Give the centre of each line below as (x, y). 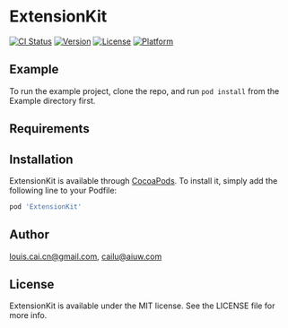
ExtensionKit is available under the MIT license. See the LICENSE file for (142, 306)
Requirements (49, 129)
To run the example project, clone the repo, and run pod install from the (144, 91)
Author (29, 235)
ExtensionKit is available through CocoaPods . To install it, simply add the (144, 180)
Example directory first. (52, 100)
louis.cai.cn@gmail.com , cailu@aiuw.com (86, 256)
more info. (28, 315)
